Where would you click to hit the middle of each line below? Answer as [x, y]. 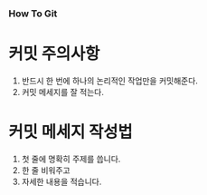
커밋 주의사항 [54, 54]
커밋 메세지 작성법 [71, 132]
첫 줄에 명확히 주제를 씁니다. [71, 159]
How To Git [33, 14]
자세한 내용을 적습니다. [61, 181]
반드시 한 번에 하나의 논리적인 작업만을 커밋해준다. [109, 81]
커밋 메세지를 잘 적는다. [63, 92]
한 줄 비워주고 [46, 170]
